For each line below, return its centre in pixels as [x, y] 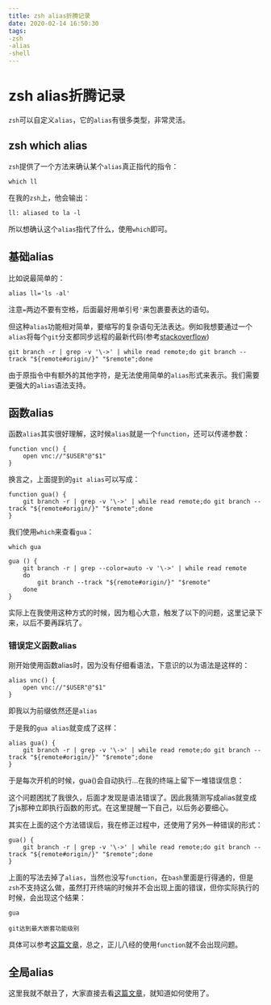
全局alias [31, 972]
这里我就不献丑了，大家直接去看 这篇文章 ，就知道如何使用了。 [111, 993]
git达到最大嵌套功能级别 [44, 928]
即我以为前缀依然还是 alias [53, 710]
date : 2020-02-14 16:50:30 [54, 23]
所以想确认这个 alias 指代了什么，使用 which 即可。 [90, 229]
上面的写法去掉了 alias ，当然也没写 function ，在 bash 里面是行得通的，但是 [131, 877]
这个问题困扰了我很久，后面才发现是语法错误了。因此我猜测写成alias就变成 [132, 797]
